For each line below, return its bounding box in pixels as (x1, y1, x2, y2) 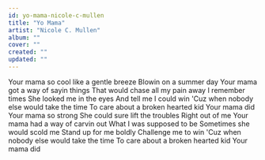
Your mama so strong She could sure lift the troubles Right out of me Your (8, 110, 249, 120)
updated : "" (8, 56, 47, 64)
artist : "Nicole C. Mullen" (8, 26, 101, 34)
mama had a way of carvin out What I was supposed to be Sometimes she (8, 119, 251, 128)
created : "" (8, 48, 47, 56)
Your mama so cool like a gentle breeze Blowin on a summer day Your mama (8, 76, 258, 87)
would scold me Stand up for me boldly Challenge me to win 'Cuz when (8, 127, 241, 136)
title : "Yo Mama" (8, 19, 66, 27)
